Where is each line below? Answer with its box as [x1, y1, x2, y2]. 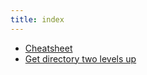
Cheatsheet [24, 42, 73, 54]
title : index [10, 14, 65, 25]
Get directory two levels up [24, 52, 137, 65]
